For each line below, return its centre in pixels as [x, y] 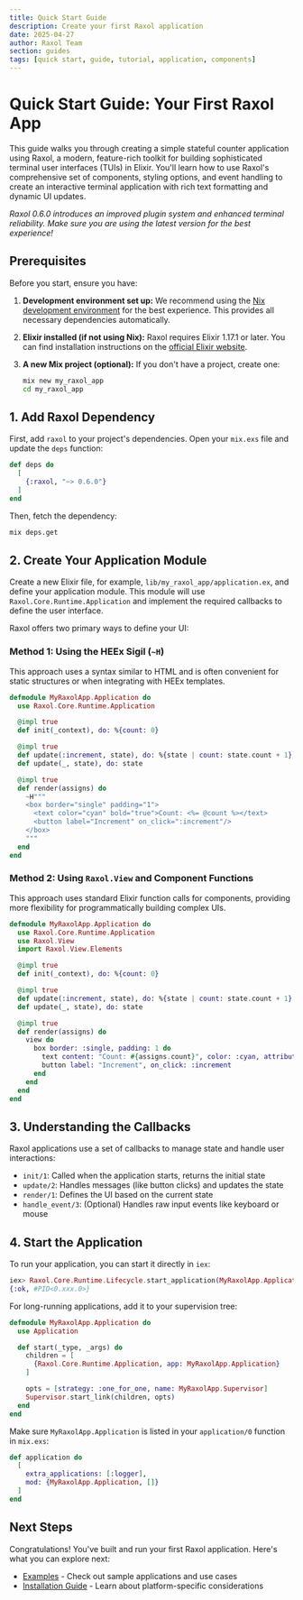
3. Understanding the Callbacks [100, 1127]
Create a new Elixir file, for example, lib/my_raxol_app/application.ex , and [149, 582]
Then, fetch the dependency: [63, 516]
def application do [46, 1457]
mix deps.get [34, 532]
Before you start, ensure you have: [73, 283]
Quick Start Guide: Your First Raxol [142, 104]
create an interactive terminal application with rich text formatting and [139, 187]
